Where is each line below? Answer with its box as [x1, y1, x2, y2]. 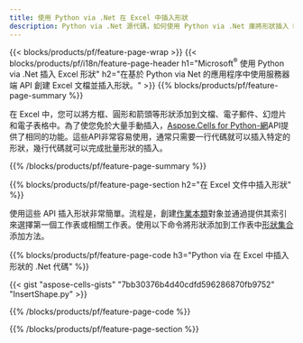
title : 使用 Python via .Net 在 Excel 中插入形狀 [9, 13, 189, 23]
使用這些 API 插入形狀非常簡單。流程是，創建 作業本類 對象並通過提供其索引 [9, 209, 288, 219]
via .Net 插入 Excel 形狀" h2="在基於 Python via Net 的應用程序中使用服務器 [9, 69, 290, 79]
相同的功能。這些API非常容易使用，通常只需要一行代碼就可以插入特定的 [24, 132, 291, 143]
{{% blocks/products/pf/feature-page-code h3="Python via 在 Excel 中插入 [9, 250, 289, 261]
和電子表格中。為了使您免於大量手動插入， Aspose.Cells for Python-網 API [9, 120, 281, 131]
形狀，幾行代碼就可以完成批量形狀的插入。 [9, 143, 168, 153]
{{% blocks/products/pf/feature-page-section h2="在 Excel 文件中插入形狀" [9, 180, 291, 190]
